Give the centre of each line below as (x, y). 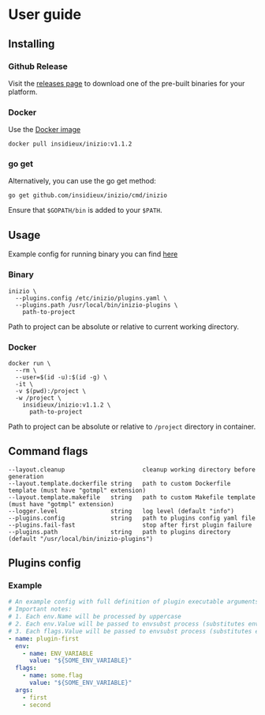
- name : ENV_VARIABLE (58, 653)
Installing (32, 44)
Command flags (48, 451)
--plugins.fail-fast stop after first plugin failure (130, 525)
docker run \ (30, 363)
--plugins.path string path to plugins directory (119, 532)
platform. (23, 92)
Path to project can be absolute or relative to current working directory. (123, 327)
